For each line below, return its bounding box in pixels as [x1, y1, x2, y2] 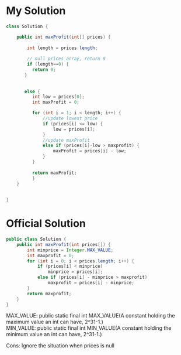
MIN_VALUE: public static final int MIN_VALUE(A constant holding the [6, 325, 172, 332]
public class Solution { [6, 236, 67, 242]
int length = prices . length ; [27, 45, 98, 51]
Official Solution [6, 217, 86, 230]
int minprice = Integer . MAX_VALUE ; [27, 247, 114, 253]
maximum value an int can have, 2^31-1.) [6, 318, 104, 326]
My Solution [6, 4, 66, 18]
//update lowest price [43, 115, 98, 121]
